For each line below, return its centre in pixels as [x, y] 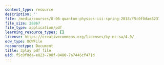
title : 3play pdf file [28, 50]
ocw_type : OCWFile [24, 42]
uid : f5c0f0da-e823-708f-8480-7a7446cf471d [50, 55]
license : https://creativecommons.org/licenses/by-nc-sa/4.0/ [70, 37]
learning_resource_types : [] [35, 32]
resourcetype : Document [29, 46]
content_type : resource [29, 10]
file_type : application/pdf [34, 28]
